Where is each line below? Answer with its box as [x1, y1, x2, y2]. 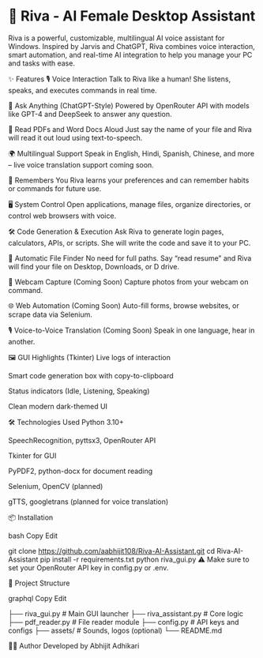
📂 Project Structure [8, 578, 70, 588]
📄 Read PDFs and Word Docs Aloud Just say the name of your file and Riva [8, 124, 253, 133]
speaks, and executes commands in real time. [8, 85, 157, 95]
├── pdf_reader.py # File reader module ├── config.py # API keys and [8, 617, 239, 626]
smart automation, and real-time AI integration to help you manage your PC [8, 50, 253, 59]
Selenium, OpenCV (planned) [8, 481, 103, 491]
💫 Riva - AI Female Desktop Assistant [8, 7, 256, 25]
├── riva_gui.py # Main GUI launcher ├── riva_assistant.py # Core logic [8, 608, 243, 619]
